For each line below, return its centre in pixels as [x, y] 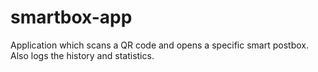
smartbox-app [71, 17]
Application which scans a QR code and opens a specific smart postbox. [159, 45]
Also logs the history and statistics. [82, 55]
